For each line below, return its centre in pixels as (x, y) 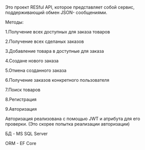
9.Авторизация (21, 109)
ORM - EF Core (21, 143)
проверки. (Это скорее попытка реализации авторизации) (67, 124)
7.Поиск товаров (23, 90)
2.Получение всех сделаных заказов (44, 41)
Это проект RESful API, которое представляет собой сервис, (70, 7)
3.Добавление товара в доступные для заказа (54, 51)
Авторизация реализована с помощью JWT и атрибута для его (73, 119)
